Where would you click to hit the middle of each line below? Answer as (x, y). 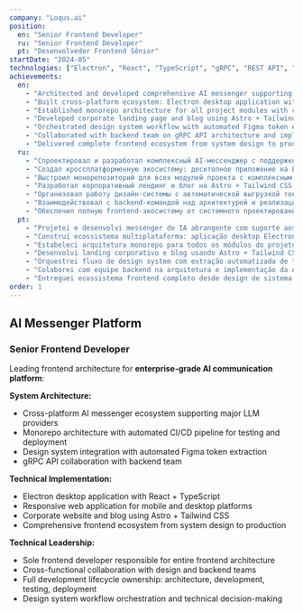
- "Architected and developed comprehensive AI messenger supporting (159, 93)
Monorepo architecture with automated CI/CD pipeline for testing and (151, 433)
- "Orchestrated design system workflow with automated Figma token (157, 127)
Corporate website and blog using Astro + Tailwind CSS (126, 515)
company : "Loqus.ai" (48, 18)
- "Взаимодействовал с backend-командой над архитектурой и (141, 203)
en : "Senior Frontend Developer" (80, 34)
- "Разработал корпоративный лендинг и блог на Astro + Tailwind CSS (159, 186)
